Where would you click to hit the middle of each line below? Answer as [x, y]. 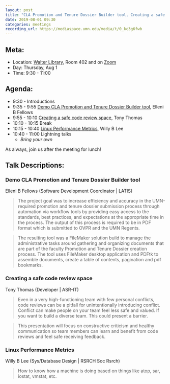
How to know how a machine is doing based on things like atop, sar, [89, 371]
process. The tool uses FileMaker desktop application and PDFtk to [88, 254]
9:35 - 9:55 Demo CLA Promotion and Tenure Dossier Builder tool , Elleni [88, 107]
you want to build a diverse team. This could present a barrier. [83, 315]
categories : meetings [28, 24]
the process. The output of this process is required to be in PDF [84, 222]
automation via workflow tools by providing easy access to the [83, 212]
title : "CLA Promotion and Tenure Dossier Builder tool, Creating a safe [85, 15]
